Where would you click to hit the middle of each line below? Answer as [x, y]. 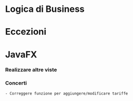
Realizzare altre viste [31, 70]
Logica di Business [45, 9]
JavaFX [21, 54]
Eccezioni [26, 32]
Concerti [16, 83]
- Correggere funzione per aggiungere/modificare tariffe [66, 93]
